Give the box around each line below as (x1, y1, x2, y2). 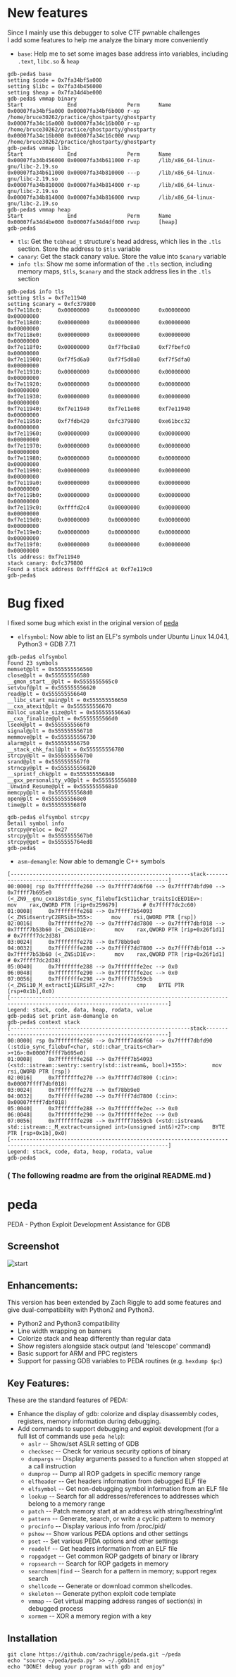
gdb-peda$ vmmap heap (7, 206, 71, 213)
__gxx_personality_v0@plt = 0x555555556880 (7, 777, 137, 784)
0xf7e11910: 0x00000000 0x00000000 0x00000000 (7, 368, 191, 375)
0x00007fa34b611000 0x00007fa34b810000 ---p (7, 169, 140, 176)
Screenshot (7, 1241, 60, 1253)
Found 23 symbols (7, 659, 58, 667)
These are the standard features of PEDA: (7, 1396, 128, 1404)
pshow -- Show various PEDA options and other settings (27, 1530, 189, 1538)
